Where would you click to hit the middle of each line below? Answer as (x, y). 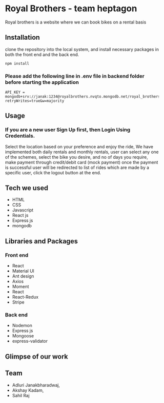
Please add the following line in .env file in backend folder (75, 76)
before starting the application (42, 82)
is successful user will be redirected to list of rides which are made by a (77, 167)
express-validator (30, 341)
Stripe (18, 302)
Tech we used (27, 188)
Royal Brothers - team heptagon (71, 9)
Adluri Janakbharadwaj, (36, 385)
